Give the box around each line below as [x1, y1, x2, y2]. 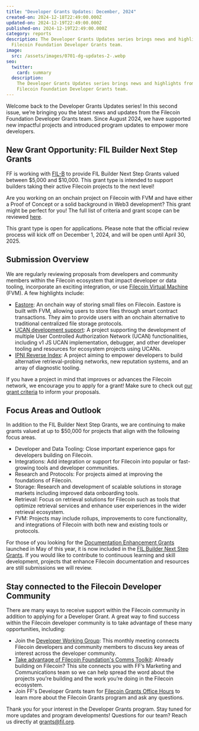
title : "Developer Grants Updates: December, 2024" [6, 8, 136, 15]
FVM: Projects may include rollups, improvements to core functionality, [14, 515, 188, 522]
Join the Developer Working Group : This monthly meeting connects [14, 637, 179, 644]
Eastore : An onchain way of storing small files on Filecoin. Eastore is [14, 301, 181, 308]
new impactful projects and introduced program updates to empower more [6, 121, 188, 128]
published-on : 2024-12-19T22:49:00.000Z [6, 25, 108, 32]
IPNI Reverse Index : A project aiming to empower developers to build [14, 352, 183, 359]
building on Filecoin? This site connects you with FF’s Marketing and [14, 663, 182, 670]
